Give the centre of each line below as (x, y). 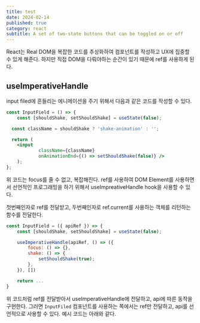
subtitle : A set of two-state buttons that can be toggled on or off (95, 34)
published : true (26, 23)
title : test (21, 12)
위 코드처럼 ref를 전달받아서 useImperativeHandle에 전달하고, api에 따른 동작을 (99, 298)
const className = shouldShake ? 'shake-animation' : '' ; (86, 129)
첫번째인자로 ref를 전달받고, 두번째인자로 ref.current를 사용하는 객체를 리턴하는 (99, 207)
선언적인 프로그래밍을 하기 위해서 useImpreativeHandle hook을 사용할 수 (98, 187)
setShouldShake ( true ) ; (66, 259)
